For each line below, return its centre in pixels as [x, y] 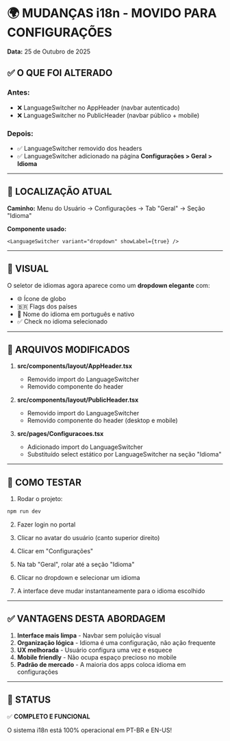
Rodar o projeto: [40, 499]
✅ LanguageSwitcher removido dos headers [79, 148]
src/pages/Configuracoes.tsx [60, 434]
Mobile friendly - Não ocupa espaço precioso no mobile [97, 657]
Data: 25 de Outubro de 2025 [49, 51]
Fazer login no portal [46, 524]
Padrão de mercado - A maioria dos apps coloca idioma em [101, 664]
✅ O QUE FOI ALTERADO [60, 73]
